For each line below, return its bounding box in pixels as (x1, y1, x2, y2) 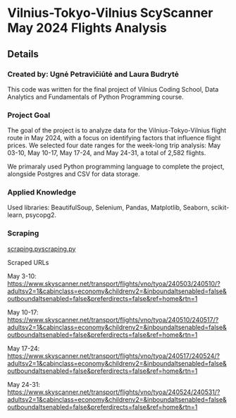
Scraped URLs (7, 258, 49, 266)
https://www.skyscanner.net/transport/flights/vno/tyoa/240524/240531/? (7, 388, 221, 396)
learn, (7, 211, 25, 219)
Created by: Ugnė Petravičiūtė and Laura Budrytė (7, 69, 180, 79)
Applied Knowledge (7, 188, 76, 197)
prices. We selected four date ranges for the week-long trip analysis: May (7, 141, 221, 149)
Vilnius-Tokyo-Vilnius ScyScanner (7, 5, 213, 21)
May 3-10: (7, 271, 37, 280)
